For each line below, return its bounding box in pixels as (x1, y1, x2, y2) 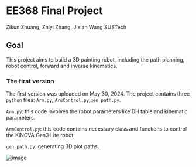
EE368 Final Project (6, 4, 104, 18)
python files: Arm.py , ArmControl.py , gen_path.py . (6, 97, 121, 104)
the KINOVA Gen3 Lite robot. (6, 132, 75, 139)
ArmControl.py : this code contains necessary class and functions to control (6, 125, 187, 132)
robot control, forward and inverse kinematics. (6, 62, 118, 69)
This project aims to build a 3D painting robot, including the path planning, (6, 56, 185, 63)
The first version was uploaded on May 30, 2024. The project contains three (6, 90, 190, 97)
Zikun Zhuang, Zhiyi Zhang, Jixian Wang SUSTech (6, 23, 127, 30)
